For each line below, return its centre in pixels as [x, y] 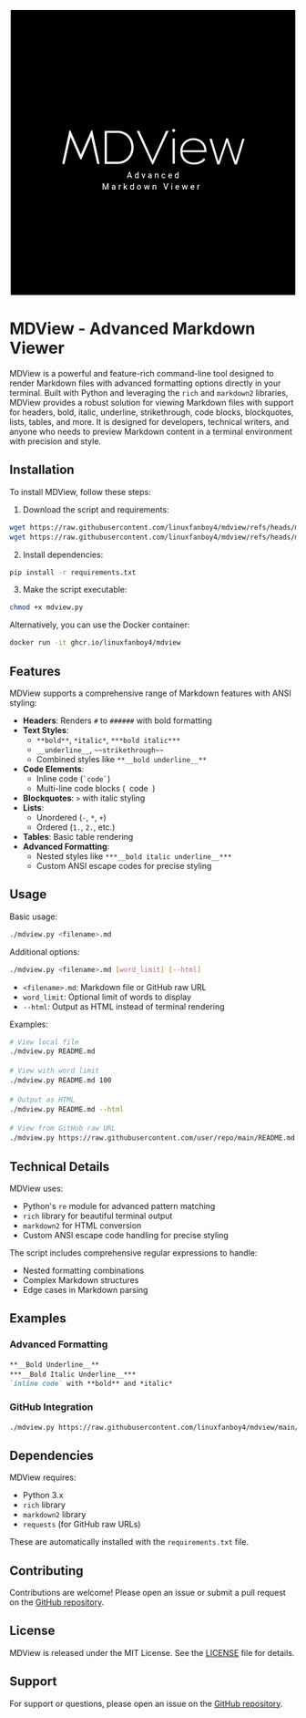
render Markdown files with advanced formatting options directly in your [145, 383]
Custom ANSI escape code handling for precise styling [126, 1235]
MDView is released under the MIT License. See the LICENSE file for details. [152, 1652]
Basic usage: [34, 916]
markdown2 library [54, 1515]
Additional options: [45, 952]
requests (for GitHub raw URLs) [82, 1525]
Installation [42, 470]
